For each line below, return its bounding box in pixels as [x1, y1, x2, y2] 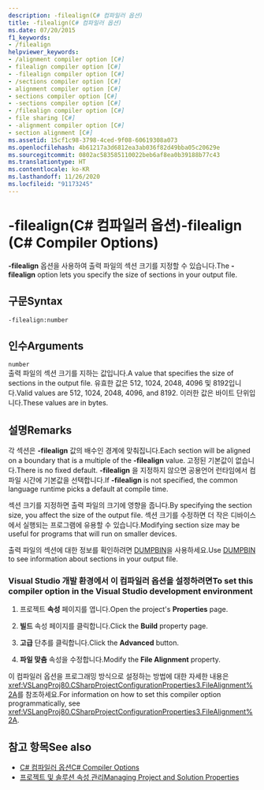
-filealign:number [8, 316, 69, 324]
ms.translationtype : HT [8, 158, 87, 166]
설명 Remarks [8, 423, 73, 437]
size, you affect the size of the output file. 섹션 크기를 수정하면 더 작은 [8, 510, 229, 520]
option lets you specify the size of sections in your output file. [36, 270, 238, 279]
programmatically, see [8, 699, 80, 708]
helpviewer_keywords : [8, 48, 80, 56]
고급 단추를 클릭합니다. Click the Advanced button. [19, 638, 180, 647]
